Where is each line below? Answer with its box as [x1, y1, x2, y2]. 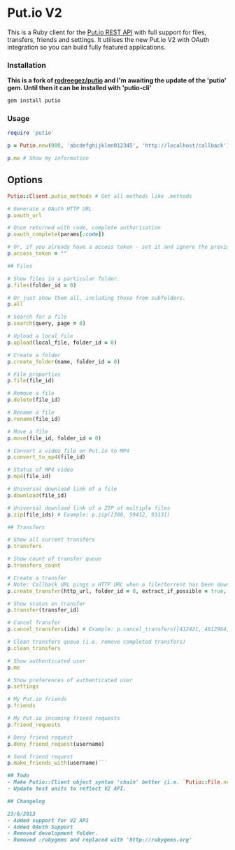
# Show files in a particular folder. [7, 275, 120, 282]
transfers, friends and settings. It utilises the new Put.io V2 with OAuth [7, 35, 210, 43]
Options [7, 174, 43, 186]
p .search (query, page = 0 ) [7, 320, 86, 327]
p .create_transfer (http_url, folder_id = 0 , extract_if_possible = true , [7, 587, 227, 595]
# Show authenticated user [7, 657, 86, 665]
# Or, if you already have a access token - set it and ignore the [7, 243, 208, 251]
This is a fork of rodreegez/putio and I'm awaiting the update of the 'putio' [7, 76, 227, 85]
